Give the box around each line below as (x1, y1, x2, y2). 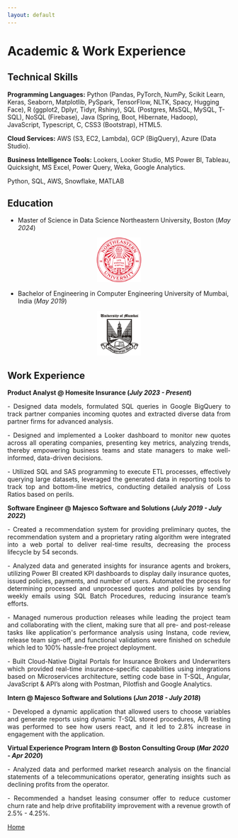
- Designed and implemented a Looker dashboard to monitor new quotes (7, 431, 231, 440)
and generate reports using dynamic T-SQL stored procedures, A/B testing (7, 715, 231, 724)
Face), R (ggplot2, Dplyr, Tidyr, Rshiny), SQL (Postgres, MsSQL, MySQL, (7, 105, 217, 114)
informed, (7, 453, 36, 462)
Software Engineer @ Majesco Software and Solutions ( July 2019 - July (7, 504, 222, 512)
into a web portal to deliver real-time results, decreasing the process (7, 540, 231, 549)
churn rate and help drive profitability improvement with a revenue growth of (7, 802, 231, 810)
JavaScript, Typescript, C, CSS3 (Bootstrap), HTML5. (7, 120, 163, 129)
